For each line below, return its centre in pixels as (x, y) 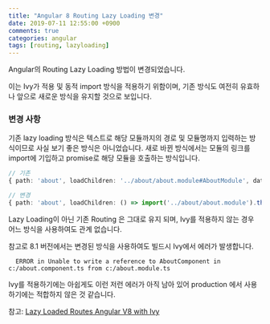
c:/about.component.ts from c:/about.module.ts (90, 268)
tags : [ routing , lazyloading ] (59, 46)
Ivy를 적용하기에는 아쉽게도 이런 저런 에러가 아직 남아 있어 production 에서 (125, 284)
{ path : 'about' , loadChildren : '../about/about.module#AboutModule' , (129, 181)
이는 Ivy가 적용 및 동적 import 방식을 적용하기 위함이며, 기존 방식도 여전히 (123, 87)
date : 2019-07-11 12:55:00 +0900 (64, 23)
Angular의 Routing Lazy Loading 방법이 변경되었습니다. (97, 70)
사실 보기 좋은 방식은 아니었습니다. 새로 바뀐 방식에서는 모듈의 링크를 (143, 148)
